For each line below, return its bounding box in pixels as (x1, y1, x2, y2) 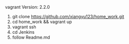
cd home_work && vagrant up (12, 19, 72, 24)
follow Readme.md (12, 34, 51, 40)
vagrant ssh (12, 24, 37, 30)
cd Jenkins (12, 29, 35, 35)
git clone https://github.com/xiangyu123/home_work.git (12, 14, 125, 19)
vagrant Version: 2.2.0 (5, 4, 50, 10)
